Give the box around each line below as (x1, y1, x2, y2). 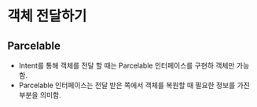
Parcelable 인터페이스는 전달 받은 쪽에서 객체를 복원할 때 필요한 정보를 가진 (18, 80, 251, 90)
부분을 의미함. (18, 90, 62, 99)
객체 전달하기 (7, 7, 87, 25)
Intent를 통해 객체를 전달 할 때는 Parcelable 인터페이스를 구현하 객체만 (18, 61, 235, 70)
